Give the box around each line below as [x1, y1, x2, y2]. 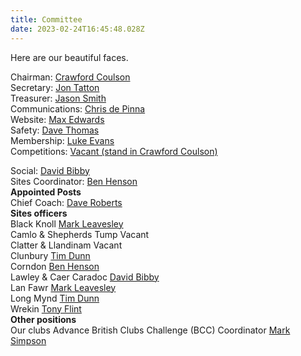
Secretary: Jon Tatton [10, 81, 100, 93]
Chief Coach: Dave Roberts [10, 196, 123, 208]
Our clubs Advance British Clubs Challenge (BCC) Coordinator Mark [10, 324, 291, 336]
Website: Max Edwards [10, 113, 105, 125]
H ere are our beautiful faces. [10, 51, 129, 63]
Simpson [10, 334, 47, 346]
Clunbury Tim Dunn [10, 249, 91, 261]
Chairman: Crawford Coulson [10, 71, 131, 83]
